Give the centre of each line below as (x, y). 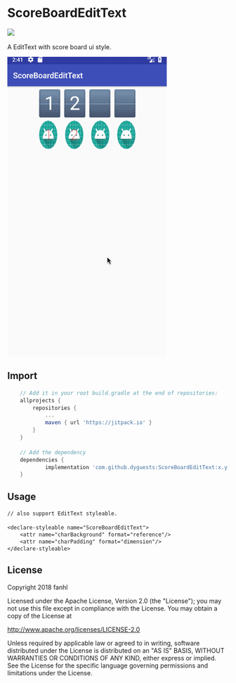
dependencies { (42, 460)
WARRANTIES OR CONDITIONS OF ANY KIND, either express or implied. (112, 658)
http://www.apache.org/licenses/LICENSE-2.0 (74, 629)
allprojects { (40, 400)
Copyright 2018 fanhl (38, 587)
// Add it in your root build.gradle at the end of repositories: (119, 393)
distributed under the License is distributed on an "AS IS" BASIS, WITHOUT (116, 650)
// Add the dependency (53, 452)
